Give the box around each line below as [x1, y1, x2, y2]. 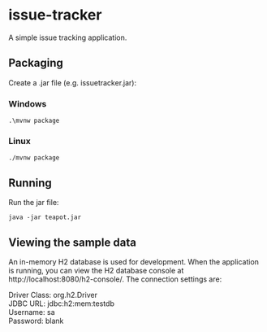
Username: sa [8, 307, 55, 317]
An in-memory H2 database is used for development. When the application [8, 256, 260, 266]
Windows [8, 98, 47, 109]
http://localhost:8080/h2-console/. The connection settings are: [8, 274, 222, 284]
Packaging [8, 56, 63, 70]
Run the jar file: [8, 198, 59, 207]
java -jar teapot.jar [8, 213, 82, 221]
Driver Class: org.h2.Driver [8, 290, 97, 299]
